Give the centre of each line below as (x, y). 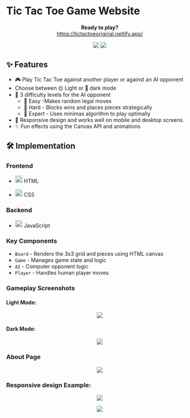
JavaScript (37, 225)
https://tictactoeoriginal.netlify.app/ (100, 33)
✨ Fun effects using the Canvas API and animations (77, 126)
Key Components (32, 241)
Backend (19, 210)
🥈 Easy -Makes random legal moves (67, 101)
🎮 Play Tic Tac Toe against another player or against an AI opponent (99, 79)
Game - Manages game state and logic (61, 260)
